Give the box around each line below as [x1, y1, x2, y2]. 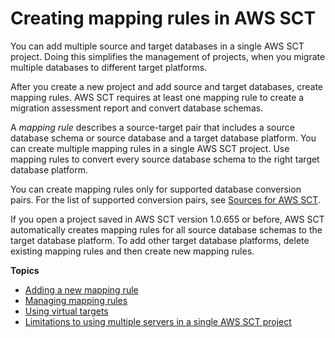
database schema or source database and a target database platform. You [10, 132, 317, 144]
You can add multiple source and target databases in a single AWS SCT [10, 40, 305, 52]
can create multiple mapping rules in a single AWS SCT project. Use [10, 142, 290, 154]
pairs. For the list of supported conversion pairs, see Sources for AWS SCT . [10, 193, 321, 206]
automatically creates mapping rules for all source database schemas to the [10, 223, 323, 236]
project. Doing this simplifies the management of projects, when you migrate [10, 50, 326, 62]
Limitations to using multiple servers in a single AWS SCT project [24, 315, 292, 327]
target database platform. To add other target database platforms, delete [10, 234, 310, 246]
